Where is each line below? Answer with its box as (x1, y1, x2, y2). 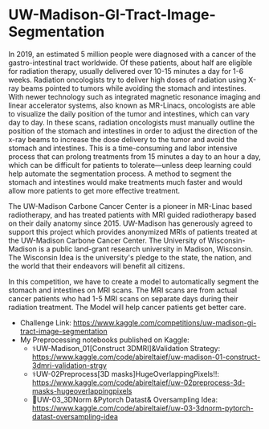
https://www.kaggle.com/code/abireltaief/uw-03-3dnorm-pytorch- (31, 403, 255, 413)
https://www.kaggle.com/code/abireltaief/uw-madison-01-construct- (31, 352, 261, 362)
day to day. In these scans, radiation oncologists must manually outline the (8, 117, 255, 127)
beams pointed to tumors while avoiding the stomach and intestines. (20, 83, 247, 93)
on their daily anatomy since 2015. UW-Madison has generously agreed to (8, 219, 253, 228)
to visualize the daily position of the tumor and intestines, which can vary (8, 108, 251, 118)
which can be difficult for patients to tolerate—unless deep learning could (8, 160, 252, 170)
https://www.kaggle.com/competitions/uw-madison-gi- (73, 317, 257, 327)
